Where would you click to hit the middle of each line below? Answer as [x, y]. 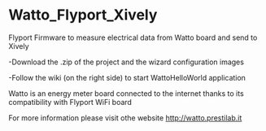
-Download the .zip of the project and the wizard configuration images [126, 62]
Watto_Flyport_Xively [83, 15]
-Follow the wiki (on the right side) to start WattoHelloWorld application [127, 77]
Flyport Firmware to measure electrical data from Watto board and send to [133, 37]
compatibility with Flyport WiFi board [70, 102]
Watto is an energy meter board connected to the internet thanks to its [126, 93]
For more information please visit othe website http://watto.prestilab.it [125, 118]
